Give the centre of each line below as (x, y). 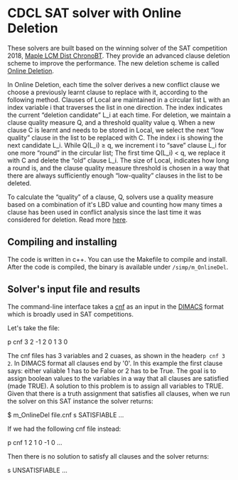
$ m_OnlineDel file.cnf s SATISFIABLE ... (66, 414)
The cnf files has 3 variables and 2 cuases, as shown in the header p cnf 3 (117, 355)
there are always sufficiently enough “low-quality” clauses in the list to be (115, 175)
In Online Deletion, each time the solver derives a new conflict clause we (114, 84)
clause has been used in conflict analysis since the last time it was (104, 212)
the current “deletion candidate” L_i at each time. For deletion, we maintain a (119, 115)
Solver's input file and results (74, 289)
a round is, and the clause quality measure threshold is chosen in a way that (118, 168)
